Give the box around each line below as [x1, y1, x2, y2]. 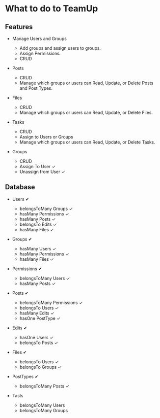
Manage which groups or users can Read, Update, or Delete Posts [19, 80, 154, 86]
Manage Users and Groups [12, 35, 67, 41]
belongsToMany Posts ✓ [19, 383, 70, 389]
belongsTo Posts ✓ [19, 340, 58, 346]
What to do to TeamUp [5, 3, 98, 14]
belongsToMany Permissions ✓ [19, 299, 83, 306]
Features [5, 23, 33, 31]
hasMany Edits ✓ [19, 310, 55, 316]
